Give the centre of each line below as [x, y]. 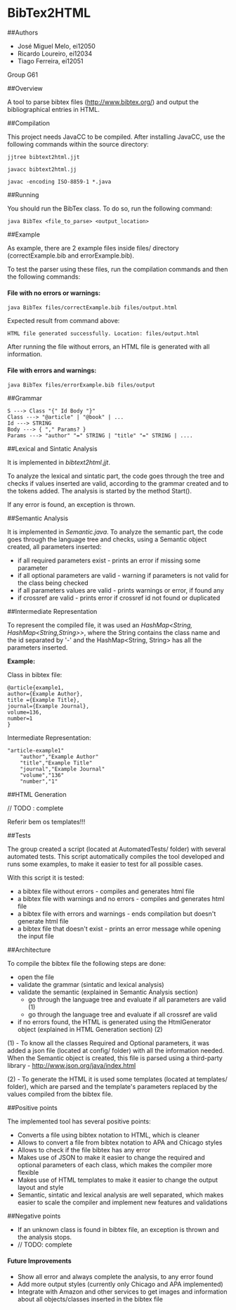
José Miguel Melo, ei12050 [57, 46]
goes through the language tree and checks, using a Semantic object [107, 539]
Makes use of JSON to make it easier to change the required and [111, 1158]
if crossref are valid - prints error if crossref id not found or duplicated [119, 598]
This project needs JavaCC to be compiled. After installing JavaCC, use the [116, 137]
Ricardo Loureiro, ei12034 [55, 53]
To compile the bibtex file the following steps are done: [87, 964]
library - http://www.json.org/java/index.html [72, 1066]
